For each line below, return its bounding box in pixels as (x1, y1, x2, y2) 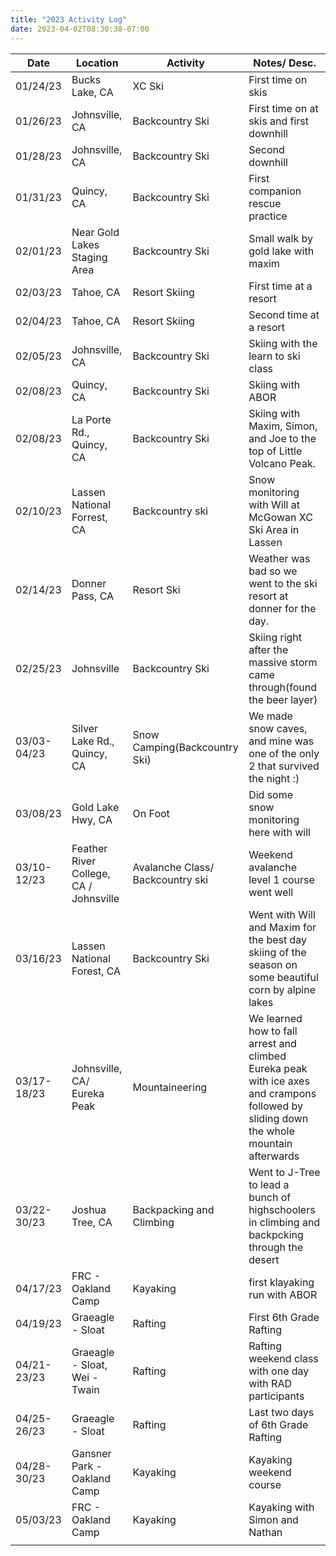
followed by (248, 1099, 303, 1113)
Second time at (248, 307, 320, 321)
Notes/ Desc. (253, 56, 317, 70)
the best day (248, 932, 308, 946)
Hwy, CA (71, 812, 113, 826)
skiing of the (248, 945, 307, 959)
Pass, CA (71, 589, 115, 603)
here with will (248, 825, 311, 839)
